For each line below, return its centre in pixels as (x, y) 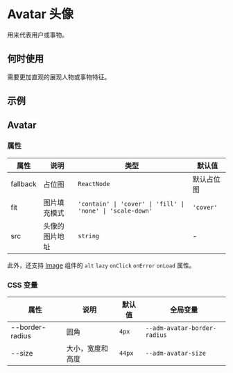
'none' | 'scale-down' (115, 210)
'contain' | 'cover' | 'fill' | (131, 204)
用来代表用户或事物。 (37, 35)
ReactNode (94, 184)
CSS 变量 (23, 285)
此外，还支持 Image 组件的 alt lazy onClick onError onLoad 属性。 (101, 265)
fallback (24, 183)
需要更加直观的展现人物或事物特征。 (59, 76)
